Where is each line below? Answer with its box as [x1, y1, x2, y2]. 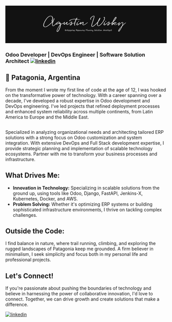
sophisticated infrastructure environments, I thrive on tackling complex [12, 206, 162, 213]
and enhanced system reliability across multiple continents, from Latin [5, 109, 154, 115]
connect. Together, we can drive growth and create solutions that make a [5, 296, 160, 303]
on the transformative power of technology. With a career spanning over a [5, 92, 162, 98]
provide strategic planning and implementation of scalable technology [5, 145, 153, 151]
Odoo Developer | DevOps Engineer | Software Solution [5, 51, 145, 58]
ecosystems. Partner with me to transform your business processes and [5, 151, 158, 157]
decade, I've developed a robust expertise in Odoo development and [5, 98, 150, 104]
